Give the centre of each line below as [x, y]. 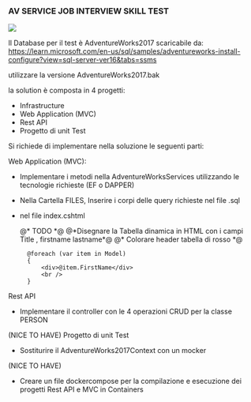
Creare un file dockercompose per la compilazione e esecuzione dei [131, 381]
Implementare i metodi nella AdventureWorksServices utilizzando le [129, 177]
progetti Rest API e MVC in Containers [81, 389]
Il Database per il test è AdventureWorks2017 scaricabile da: [106, 43]
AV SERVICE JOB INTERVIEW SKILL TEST [89, 11]
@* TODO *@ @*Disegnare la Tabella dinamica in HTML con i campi [131, 231]
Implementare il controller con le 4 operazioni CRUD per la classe [126, 312]
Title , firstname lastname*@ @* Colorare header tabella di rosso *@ [131, 239]
